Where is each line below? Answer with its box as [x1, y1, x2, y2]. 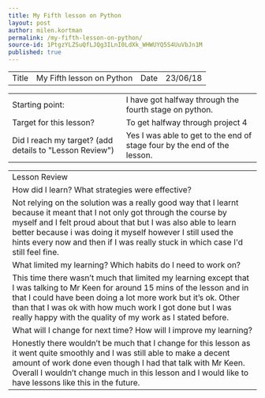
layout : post [8, 19, 51, 27]
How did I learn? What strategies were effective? [12, 184, 192, 195]
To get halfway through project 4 [125, 117, 248, 127]
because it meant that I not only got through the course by [12, 207, 227, 218]
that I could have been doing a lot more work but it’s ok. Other [12, 292, 241, 303]
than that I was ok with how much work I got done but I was [12, 302, 232, 313]
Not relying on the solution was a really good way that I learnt [12, 197, 239, 208]
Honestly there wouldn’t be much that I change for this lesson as [12, 338, 251, 348]
